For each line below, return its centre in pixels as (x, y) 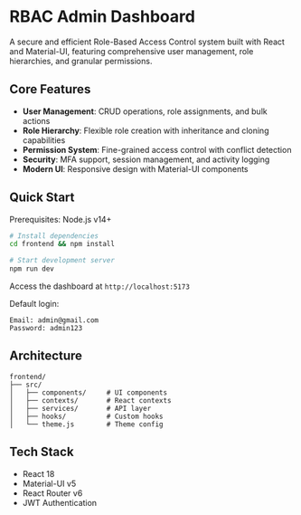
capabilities (44, 140)
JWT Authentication (60, 502)
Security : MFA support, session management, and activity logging (146, 159)
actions (36, 120)
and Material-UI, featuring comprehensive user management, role (132, 51)
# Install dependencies (54, 236)
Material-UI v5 (49, 483)
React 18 (38, 473)
